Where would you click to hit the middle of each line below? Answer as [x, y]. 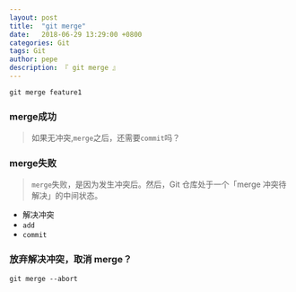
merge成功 [33, 116]
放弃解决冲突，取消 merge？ [71, 260]
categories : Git [39, 43]
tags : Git [28, 51]
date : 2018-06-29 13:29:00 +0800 [76, 34]
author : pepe [34, 59]
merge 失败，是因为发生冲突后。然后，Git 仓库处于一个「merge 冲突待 [159, 184]
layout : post [34, 18]
